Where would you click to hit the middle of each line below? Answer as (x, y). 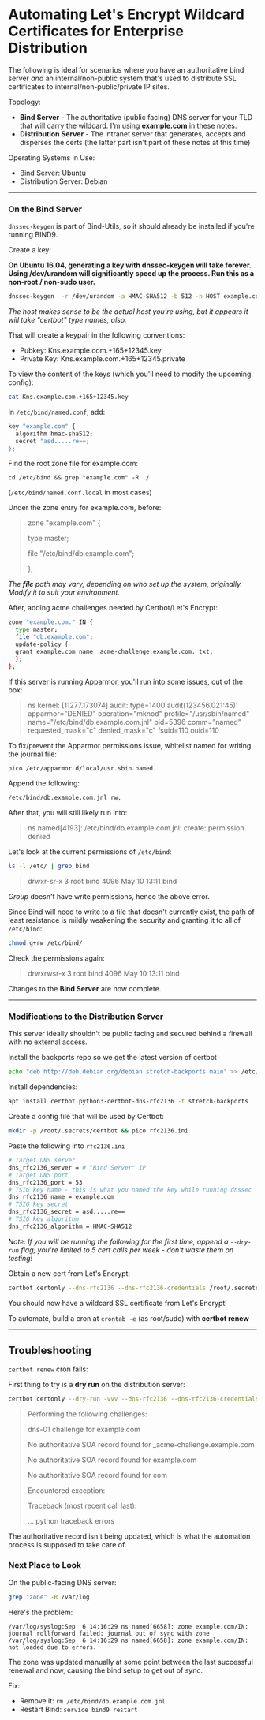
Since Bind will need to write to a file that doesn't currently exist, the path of (131, 912)
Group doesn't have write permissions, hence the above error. (109, 897)
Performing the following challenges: (87, 1414)
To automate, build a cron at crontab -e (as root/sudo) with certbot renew (129, 1318)
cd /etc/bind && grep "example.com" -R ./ (79, 478)
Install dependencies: (43, 1087)
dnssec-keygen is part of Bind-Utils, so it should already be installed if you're (131, 226)
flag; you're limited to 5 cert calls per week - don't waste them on (127, 1250)
